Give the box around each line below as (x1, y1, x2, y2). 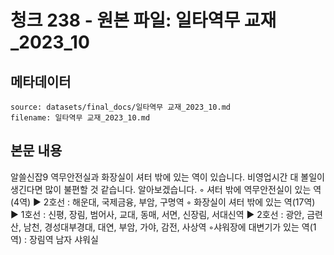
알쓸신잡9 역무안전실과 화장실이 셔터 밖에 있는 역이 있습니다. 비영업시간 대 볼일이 (10, 171, 325, 183)
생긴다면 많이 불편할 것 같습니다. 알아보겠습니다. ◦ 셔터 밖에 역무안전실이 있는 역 (10, 183, 322, 195)
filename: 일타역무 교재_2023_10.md (10, 113, 151, 123)
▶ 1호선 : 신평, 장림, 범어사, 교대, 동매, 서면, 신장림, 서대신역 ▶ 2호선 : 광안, (10, 208, 305, 220)
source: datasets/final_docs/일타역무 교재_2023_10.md (10, 102, 231, 112)
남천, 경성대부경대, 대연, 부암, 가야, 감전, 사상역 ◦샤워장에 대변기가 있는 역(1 (23, 221, 317, 233)
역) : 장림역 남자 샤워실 (10, 233, 99, 245)
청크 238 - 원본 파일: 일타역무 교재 (10, 9, 277, 32)
